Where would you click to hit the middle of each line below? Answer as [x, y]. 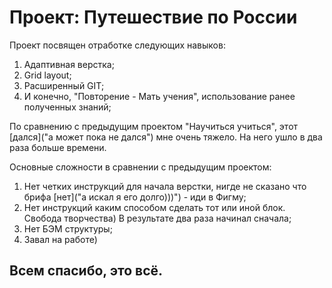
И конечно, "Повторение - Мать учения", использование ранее [159, 96]
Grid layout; [47, 75]
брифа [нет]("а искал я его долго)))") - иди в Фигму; [135, 197]
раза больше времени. [58, 147]
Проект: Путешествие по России [153, 17]
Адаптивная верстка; [69, 64]
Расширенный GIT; [64, 85]
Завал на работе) [60, 239]
